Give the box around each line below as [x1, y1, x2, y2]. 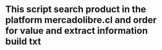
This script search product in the [5, 4, 147, 15]
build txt [5, 36, 41, 47]
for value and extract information [5, 25, 148, 36]
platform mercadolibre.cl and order [5, 14, 157, 26]
